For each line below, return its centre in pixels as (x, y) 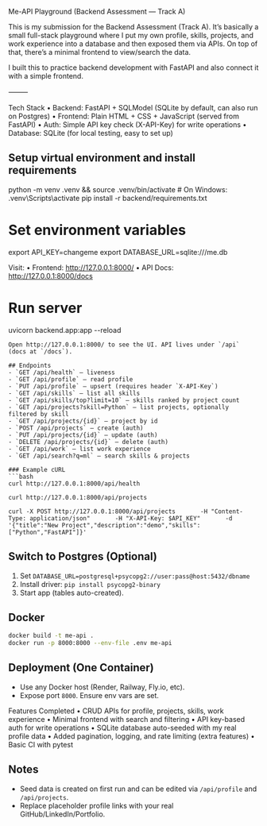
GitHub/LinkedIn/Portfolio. (62, 814)
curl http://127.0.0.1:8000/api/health (74, 484)
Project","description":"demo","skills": (131, 525)
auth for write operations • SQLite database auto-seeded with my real (122, 728)
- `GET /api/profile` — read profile (71, 379)
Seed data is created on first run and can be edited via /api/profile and (138, 789)
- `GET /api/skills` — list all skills (74, 393)
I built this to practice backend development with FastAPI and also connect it (133, 68)
